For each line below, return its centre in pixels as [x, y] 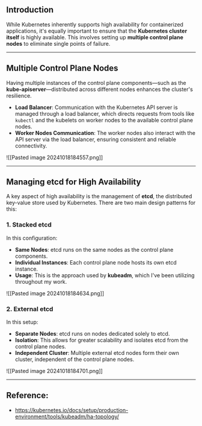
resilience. [19, 95]
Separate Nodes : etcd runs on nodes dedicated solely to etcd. [92, 334]
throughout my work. [41, 281]
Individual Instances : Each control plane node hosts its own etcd [96, 262]
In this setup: [22, 322]
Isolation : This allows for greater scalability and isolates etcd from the [101, 340]
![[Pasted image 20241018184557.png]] [55, 157]
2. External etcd [30, 309]
